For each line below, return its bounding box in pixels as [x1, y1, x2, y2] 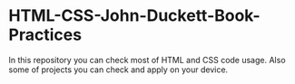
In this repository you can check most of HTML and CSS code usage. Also [8, 54, 287, 65]
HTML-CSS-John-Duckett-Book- [8, 5, 261, 26]
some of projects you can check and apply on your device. [8, 64, 229, 75]
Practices [8, 24, 83, 45]
